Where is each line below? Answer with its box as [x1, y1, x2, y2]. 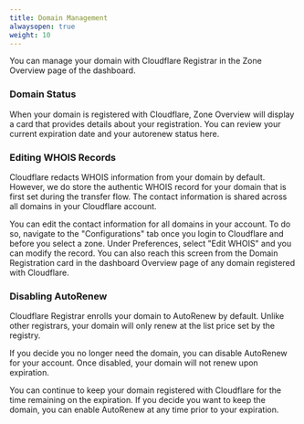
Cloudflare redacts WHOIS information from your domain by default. [9, 171, 266, 183]
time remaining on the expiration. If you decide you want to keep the [9, 395, 267, 406]
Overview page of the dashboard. [9, 65, 136, 76]
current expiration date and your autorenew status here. [9, 128, 220, 139]
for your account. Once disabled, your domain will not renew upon [9, 357, 258, 368]
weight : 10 [9, 30, 51, 39]
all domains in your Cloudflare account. [9, 200, 157, 211]
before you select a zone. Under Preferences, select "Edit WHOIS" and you [9, 238, 292, 249]
